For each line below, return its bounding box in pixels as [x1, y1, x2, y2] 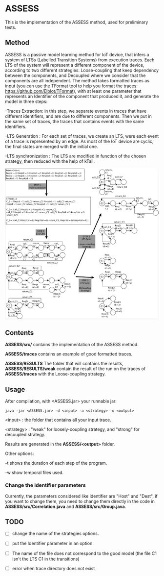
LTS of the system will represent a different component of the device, [5, 62, 144, 68]
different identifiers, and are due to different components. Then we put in [5, 113, 152, 119]
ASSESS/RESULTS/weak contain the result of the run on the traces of [5, 366, 146, 372]
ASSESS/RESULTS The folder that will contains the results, [5, 361, 123, 367]
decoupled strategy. [5, 432, 45, 438]
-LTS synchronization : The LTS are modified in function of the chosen [5, 153, 146, 159]
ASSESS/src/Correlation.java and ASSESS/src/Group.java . [5, 503, 126, 509]
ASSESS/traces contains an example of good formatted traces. [5, 351, 133, 357]
